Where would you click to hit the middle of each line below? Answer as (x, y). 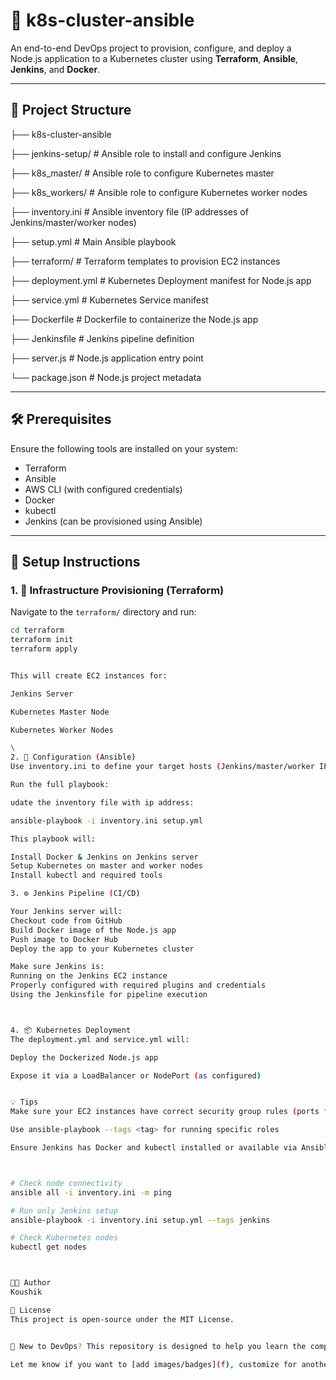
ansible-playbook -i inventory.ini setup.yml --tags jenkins (140, 1220)
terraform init (42, 640)
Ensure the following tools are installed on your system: (124, 448)
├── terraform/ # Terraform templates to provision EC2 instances (145, 261)
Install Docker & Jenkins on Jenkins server (104, 857)
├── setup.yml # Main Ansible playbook (93, 241)
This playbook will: (53, 839)
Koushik (26, 1292)
